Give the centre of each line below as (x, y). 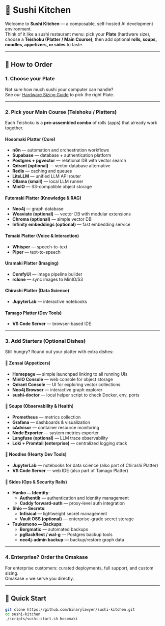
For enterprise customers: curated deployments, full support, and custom (79, 568)
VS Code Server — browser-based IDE (52, 324)
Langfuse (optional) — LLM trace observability (60, 438)
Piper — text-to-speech (36, 252)
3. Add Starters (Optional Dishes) (45, 341)
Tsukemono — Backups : (37, 524)
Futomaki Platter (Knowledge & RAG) (43, 198)
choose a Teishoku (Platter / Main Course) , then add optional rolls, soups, (81, 39)
